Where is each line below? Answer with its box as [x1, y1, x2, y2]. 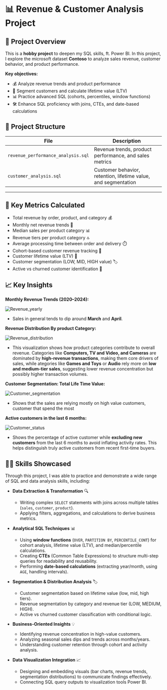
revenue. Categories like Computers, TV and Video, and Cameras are [12, 350, 157, 356]
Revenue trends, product [93, 146, 152, 153]
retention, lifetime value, [93, 172, 150, 179]
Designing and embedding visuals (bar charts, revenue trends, [19, 669, 148, 675]
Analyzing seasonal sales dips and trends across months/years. [19, 636, 151, 643]
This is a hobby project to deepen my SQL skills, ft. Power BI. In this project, [5, 50, 162, 56]
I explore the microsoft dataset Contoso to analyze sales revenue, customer [5, 56, 161, 62]
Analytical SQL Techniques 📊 [12, 525, 76, 531]
